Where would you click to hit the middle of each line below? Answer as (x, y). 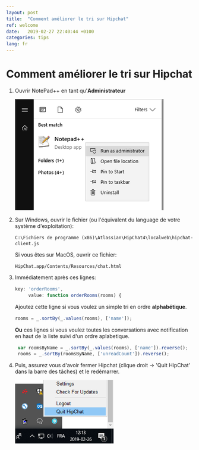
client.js (27, 243)
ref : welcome (22, 25)
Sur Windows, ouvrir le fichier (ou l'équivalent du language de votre (97, 220)
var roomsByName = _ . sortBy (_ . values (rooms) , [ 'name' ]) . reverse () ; (103, 348)
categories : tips (28, 38)
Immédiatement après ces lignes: (55, 277)
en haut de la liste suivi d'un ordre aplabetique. (72, 336)
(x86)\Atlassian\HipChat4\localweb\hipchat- (137, 237)
